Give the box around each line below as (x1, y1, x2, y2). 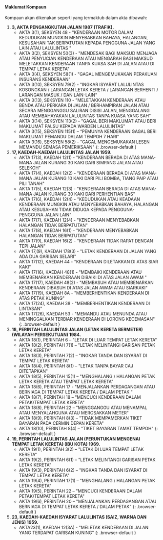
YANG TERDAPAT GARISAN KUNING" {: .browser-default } (19, 530, 136, 536)
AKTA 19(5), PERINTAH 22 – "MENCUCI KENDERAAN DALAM (19, 488, 142, 494)
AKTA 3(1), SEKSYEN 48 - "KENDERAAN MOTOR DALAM (19, 29, 134, 35)
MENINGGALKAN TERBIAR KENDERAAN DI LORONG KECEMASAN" (19, 316, 155, 322)
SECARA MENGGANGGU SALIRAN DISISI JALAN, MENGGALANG (19, 108, 150, 114)
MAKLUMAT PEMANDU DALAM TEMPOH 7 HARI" (19, 134, 120, 140)
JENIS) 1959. (11, 519, 39, 525)
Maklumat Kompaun (4, 4, 47, 10)
